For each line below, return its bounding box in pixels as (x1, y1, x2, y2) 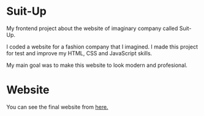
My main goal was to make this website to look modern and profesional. (6, 61, 188, 69)
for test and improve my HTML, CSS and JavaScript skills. (6, 49, 153, 56)
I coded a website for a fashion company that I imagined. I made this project (6, 43, 198, 50)
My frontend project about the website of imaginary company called (6, 25, 178, 32)
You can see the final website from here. (6, 103, 108, 110)
